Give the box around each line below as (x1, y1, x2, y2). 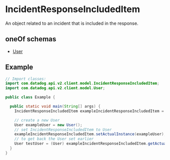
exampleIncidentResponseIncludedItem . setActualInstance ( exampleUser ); (14, 132, 166, 137)
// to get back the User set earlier (14, 136, 94, 142)
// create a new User (14, 118, 60, 123)
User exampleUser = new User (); (14, 122, 82, 127)
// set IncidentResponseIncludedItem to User (14, 127, 112, 132)
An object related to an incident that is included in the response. (5, 20, 139, 26)
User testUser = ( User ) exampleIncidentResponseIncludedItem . (14, 141, 148, 146)
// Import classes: (5, 76, 47, 81)
